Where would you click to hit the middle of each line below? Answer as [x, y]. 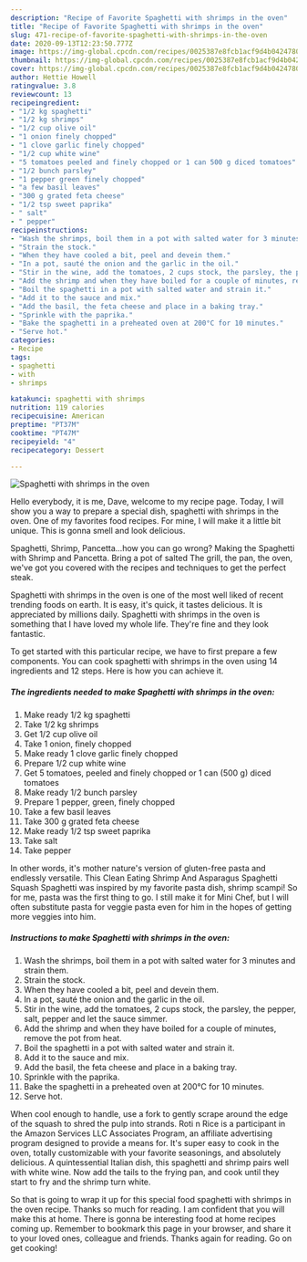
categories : [33, 340]
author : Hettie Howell [53, 78]
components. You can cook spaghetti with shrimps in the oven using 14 [144, 662]
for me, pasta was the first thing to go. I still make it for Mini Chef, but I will [150, 897]
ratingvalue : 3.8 [43, 86]
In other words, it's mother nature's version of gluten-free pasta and [138, 869]
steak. [22, 578]
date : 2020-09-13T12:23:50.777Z [72, 43]
